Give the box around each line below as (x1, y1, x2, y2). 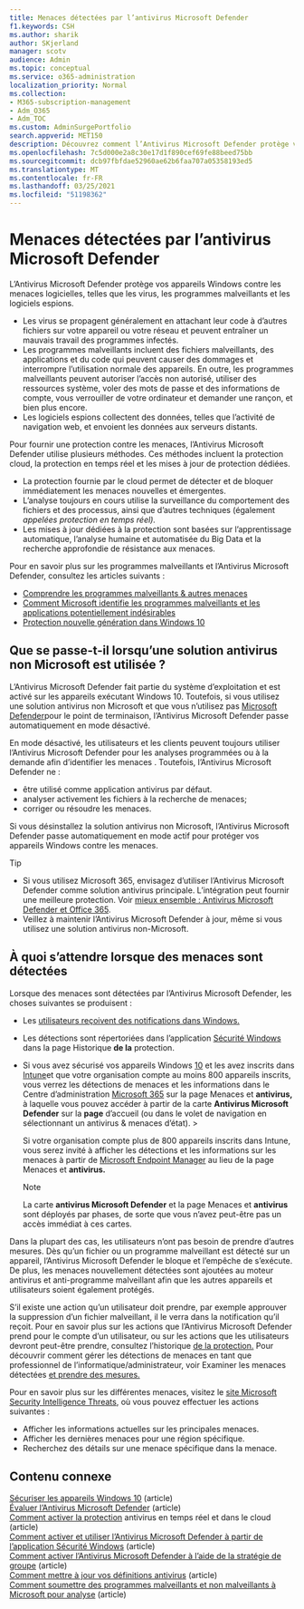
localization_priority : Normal (9, 81, 128, 90)
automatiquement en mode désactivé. (9, 720, 151, 731)
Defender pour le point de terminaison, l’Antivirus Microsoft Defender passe (9, 710, 290, 721)
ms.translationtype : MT (9, 165, 100, 174)
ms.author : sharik (9, 30, 79, 39)
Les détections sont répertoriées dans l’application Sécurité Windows (22, 1032, 282, 1043)
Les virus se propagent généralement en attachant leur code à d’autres (22, 315, 288, 326)
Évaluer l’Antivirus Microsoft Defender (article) (9, 1502, 182, 1514)
